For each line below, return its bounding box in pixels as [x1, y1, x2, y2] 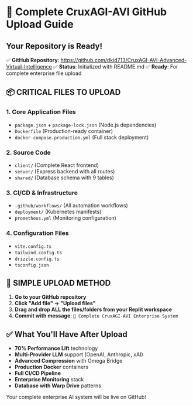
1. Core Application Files [6, 108, 76, 116]
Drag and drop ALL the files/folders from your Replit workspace [14, 306, 173, 313]
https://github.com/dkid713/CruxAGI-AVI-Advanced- [60, 57, 187, 63]
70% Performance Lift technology [14, 345, 98, 352]
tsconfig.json [14, 262, 49, 268]
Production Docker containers [14, 363, 89, 371]
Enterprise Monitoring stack [14, 376, 84, 383]
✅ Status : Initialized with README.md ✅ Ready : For [53, 63, 178, 70]
